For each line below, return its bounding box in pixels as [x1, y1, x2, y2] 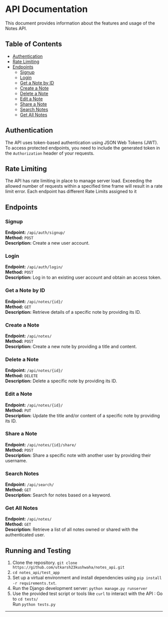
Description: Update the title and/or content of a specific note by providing [5, 412, 160, 418]
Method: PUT [5, 407, 31, 413]
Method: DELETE [5, 373, 38, 379]
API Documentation [5, 4, 88, 15]
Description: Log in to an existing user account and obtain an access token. [5, 274, 161, 281]
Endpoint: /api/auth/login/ [5, 264, 63, 270]
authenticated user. [5, 532, 45, 538]
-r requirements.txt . [12, 580, 56, 586]
